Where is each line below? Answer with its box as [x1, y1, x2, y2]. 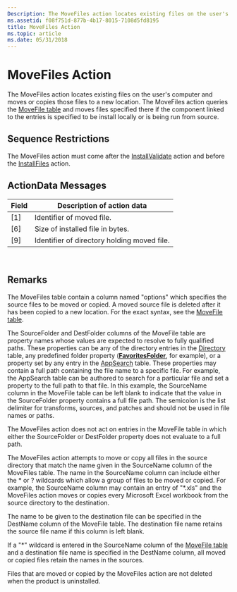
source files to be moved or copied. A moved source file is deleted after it [7, 300, 221, 309]
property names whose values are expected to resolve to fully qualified [7, 336, 214, 345]
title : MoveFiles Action [7, 23, 80, 30]
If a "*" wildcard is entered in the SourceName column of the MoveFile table [7, 541, 228, 549]
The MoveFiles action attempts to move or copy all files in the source [7, 453, 208, 462]
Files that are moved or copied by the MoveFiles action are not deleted [7, 569, 213, 578]
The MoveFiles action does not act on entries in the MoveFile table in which [7, 424, 227, 433]
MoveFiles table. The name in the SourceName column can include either [7, 468, 221, 476]
